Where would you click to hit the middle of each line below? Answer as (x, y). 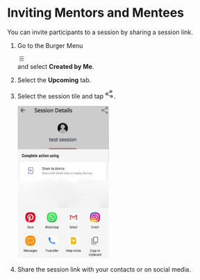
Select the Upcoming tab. (54, 80)
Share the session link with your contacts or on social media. (104, 269)
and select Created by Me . (56, 66)
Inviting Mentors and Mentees (96, 13)
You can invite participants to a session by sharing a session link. (100, 32)
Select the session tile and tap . (66, 96)
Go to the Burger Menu (50, 45)
